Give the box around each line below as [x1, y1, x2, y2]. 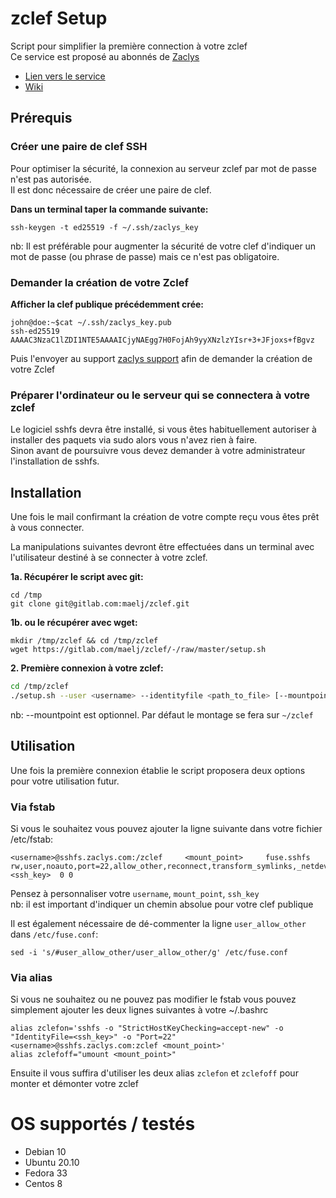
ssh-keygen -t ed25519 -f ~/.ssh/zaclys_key [10, 222, 199, 232]
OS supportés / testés [10, 1113, 196, 1136]
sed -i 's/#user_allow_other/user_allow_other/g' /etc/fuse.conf [10, 947, 288, 957]
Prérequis [10, 110, 73, 127]
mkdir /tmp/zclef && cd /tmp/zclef [10, 636, 159, 646]
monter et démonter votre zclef [10, 1078, 139, 1090]
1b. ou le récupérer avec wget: [10, 617, 138, 629]
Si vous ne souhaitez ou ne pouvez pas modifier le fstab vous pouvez [10, 993, 297, 1006]
